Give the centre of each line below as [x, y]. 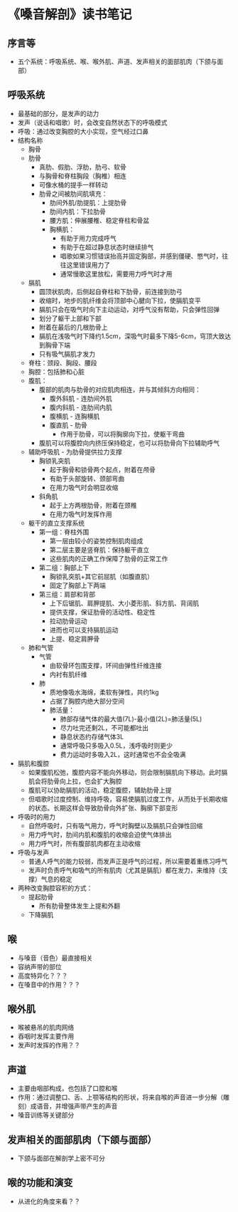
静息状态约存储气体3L [92, 736]
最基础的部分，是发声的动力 [58, 113]
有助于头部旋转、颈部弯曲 [87, 479]
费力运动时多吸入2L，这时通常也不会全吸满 [123, 754]
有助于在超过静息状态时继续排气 [107, 247]
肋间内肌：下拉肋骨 [78, 211]
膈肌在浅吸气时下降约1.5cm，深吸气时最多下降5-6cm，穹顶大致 [132, 336]
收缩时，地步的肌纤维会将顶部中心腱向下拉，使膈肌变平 [120, 301]
